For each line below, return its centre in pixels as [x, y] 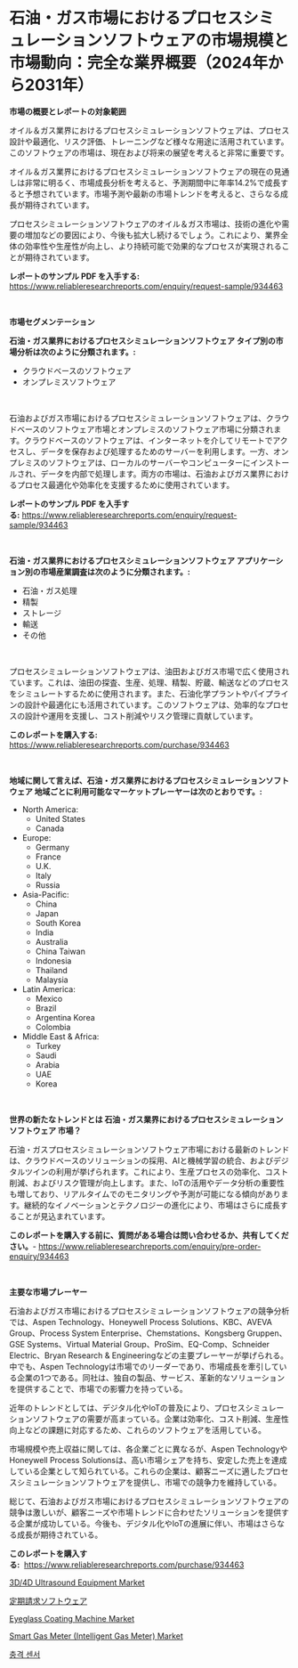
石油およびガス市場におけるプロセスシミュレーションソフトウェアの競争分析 [149, 1311]
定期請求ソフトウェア [48, 1600]
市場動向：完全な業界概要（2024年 [139, 63]
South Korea [58, 923]
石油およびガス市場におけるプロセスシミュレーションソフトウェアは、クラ [145, 418]
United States [60, 818]
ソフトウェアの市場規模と [195, 41]
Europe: [36, 837]
